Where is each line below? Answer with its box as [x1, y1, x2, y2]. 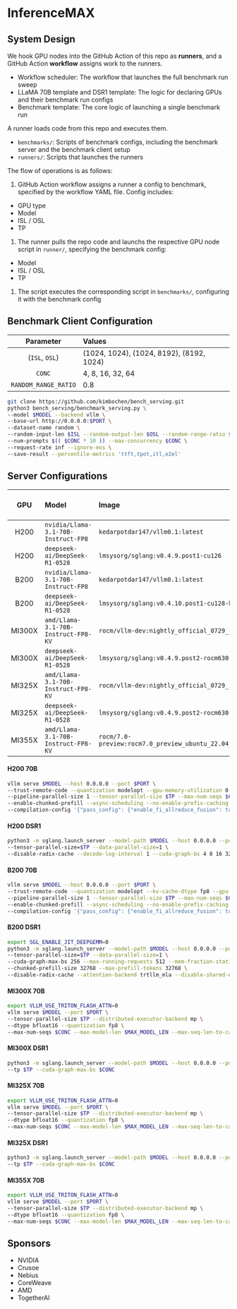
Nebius [17, 1271, 39, 1279]
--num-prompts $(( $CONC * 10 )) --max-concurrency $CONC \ [7, 438, 188, 445]
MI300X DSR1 [7, 1044, 49, 1053]
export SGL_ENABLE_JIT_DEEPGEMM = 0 [7, 938, 109, 945]
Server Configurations [7, 470, 108, 482]
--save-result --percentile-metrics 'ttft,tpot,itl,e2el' [7, 450, 181, 458]
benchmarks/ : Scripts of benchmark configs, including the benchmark [17, 138, 219, 146]
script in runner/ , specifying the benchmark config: [17, 245, 167, 253]
